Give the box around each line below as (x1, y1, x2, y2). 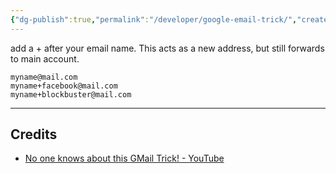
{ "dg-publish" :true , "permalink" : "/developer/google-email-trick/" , (10, 14, 298, 25)
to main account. (10, 52, 80, 65)
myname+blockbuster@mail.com (10, 89, 132, 100)
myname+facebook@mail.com (10, 81, 118, 91)
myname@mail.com (10, 72, 78, 82)
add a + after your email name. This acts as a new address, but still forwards (10, 42, 325, 54)
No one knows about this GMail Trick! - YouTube (24, 152, 225, 165)
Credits (10, 126, 58, 143)
